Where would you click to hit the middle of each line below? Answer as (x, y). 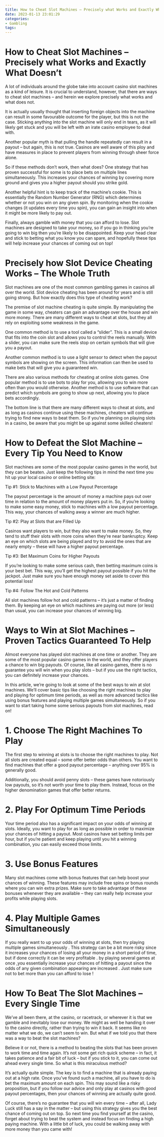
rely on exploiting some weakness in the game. (52, 322)
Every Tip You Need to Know (64, 453)
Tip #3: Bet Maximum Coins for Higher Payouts (52, 556)
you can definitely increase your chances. (47, 675)
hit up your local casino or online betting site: (50, 477)
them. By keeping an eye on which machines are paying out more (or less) (80, 605)
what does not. (20, 102)
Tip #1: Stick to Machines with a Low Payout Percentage (61, 487)
